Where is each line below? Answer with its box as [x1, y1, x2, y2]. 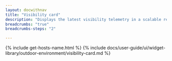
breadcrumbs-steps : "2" [5, 26, 56, 32]
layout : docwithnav [5, 7, 47, 13]
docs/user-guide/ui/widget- [106, 45, 165, 51]
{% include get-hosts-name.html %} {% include [5, 45, 106, 51]
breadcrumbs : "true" [5, 21, 50, 27]
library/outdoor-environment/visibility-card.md [5, 50, 103, 56]
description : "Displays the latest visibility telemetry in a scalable [5, 17, 161, 22]
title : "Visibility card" [5, 12, 60, 17]
